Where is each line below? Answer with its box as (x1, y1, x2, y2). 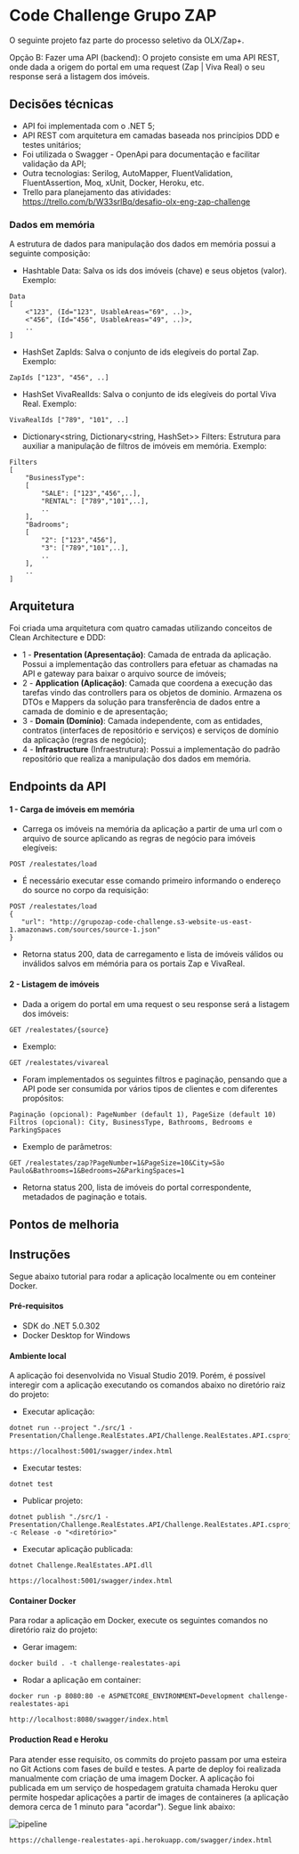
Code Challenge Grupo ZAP (9, 5, 217, 26)
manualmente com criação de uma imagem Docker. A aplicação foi (9, 1773, 255, 1784)
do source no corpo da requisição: (21, 885, 149, 896)
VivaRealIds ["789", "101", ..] (9, 416, 129, 425)
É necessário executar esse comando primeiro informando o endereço (21, 875, 281, 886)
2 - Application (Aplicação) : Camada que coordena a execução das (21, 678, 273, 688)
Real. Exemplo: (21, 398, 77, 410)
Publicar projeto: (21, 1495, 84, 1506)
